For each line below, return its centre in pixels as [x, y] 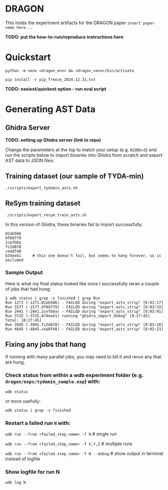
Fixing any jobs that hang [46, 345]
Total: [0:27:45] [23, 320]
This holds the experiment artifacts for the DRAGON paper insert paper [80, 23]
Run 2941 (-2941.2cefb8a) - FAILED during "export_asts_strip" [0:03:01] [85, 311]
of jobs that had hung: [28, 289]
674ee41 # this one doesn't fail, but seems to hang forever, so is [83, 256]
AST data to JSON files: [30, 160]
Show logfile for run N [33, 472]
